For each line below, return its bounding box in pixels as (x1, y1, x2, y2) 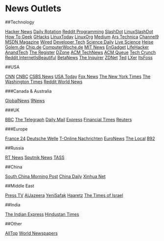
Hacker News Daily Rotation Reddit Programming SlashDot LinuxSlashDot (5, 28, 153, 34)
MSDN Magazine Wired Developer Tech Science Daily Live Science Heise (5, 39, 154, 44)
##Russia (5, 145, 24, 151)
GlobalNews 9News (5, 97, 45, 103)
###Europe (5, 126, 28, 132)
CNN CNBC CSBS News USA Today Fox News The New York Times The (5, 73, 151, 79)
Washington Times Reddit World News (5, 79, 83, 85)
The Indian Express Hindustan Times (5, 211, 79, 217)
